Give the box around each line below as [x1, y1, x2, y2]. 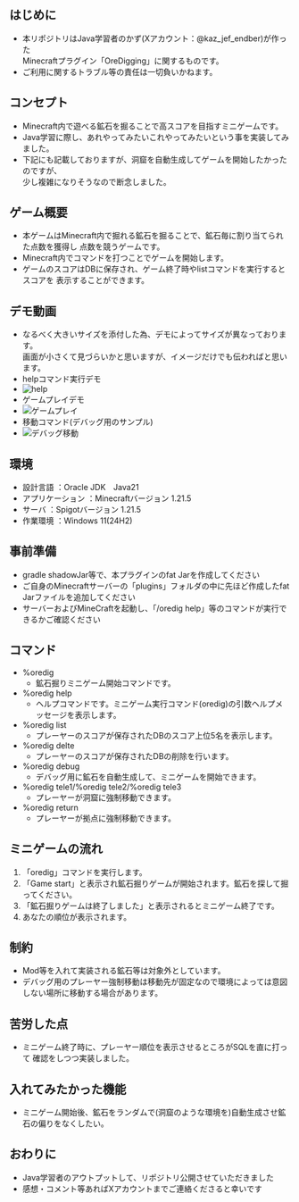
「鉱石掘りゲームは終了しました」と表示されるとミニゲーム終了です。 [21, 900, 279, 911]
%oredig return [21, 802, 79, 813]
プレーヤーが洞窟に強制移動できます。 [35, 792, 177, 803]
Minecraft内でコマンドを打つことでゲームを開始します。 [21, 253, 229, 263]
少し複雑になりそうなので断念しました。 [21, 176, 171, 187]
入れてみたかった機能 [9, 1081, 127, 1097]
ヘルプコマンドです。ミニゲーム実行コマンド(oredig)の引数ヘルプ [35, 698, 276, 709]
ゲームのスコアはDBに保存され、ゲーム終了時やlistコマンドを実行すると [21, 263, 287, 274]
